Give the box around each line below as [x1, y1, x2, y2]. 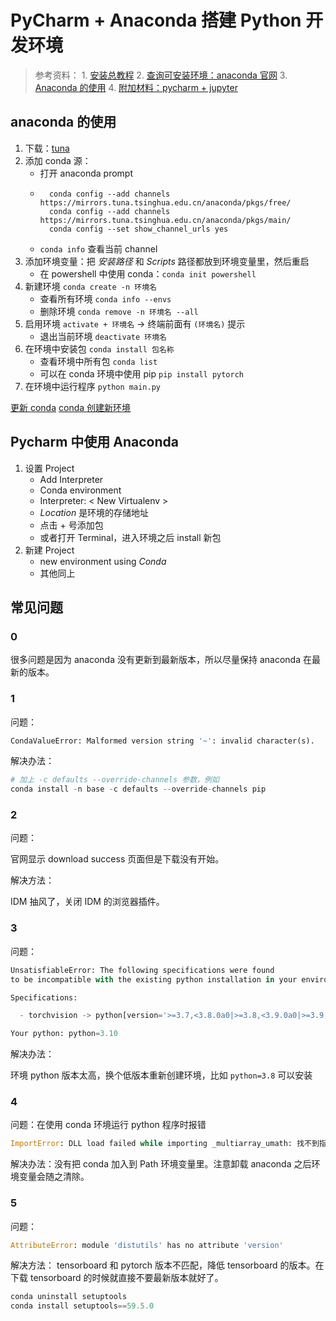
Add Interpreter [39, 473, 104, 485]
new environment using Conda [39, 555, 167, 567]
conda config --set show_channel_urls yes [48, 224, 229, 234]
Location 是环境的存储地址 [39, 506, 150, 518]
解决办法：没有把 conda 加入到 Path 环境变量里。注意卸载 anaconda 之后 [10, 1158, 312, 1170]
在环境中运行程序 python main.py [24, 380, 161, 392]
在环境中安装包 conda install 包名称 [24, 342, 175, 355]
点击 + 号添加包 [39, 519, 104, 531]
